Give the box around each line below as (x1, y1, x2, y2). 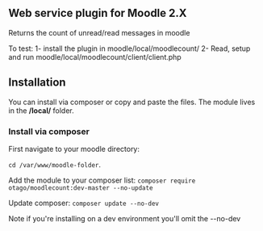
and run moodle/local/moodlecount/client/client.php (8, 52, 182, 61)
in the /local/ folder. (8, 105, 74, 115)
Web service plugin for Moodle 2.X (8, 6, 187, 20)
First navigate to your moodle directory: (8, 144, 140, 153)
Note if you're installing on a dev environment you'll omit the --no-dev (8, 213, 241, 223)
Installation (8, 76, 66, 90)
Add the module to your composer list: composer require (8, 175, 196, 185)
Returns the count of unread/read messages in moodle (8, 27, 190, 37)
